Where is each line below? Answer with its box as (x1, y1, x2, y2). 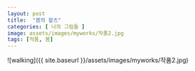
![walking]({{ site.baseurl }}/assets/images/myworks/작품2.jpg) (7, 56, 189, 65)
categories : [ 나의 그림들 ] (7, 23, 86, 30)
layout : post (7, 10, 46, 17)
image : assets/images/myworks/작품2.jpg (7, 29, 124, 37)
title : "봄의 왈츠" (7, 17, 62, 24)
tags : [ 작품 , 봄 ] (7, 36, 54, 43)
